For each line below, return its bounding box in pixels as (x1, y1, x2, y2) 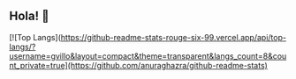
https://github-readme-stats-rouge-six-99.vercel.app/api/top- (60, 32, 287, 42)
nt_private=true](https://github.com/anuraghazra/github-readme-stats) (9, 60, 268, 70)
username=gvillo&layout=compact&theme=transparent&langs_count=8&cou (9, 50, 287, 61)
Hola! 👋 (9, 9, 50, 24)
